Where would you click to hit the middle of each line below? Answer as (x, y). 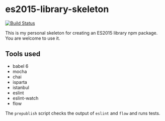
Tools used (23, 54)
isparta (20, 82)
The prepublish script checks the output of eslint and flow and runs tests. (83, 113)
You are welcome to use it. (33, 38)
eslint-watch (25, 98)
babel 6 (20, 66)
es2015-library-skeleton (57, 9)
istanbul (21, 87)
